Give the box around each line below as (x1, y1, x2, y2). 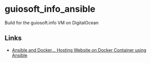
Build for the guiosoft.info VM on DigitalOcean (4, 20, 99, 26)
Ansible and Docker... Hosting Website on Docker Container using (11, 47, 147, 53)
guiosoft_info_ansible (4, 3, 95, 15)
